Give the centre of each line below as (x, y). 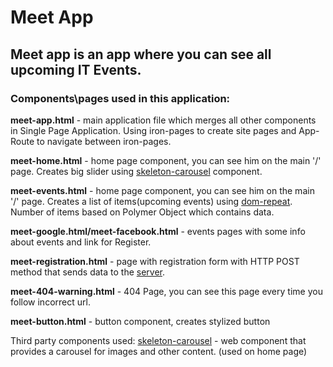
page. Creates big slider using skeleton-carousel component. (136, 171)
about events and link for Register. (81, 242)
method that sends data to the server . (88, 272)
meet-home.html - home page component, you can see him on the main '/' (166, 160)
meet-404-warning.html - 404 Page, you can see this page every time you (166, 291)
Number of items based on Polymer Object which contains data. (142, 212)
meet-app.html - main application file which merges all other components (163, 120)
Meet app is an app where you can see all (141, 54)
